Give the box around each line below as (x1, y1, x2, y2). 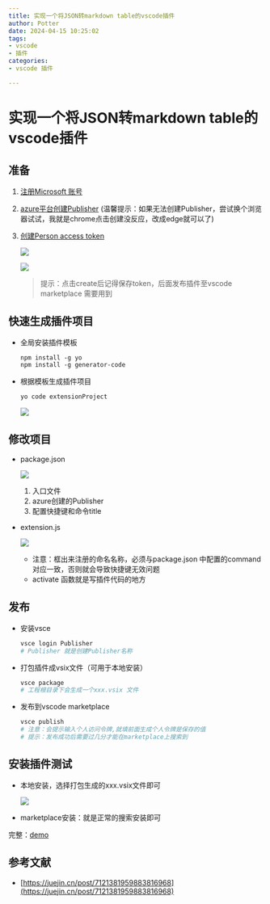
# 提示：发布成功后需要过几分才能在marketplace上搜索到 (19, 733, 188, 742)
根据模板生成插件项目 (19, 376, 91, 386)
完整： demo (8, 830, 49, 839)
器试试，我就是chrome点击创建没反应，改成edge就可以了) (19, 213, 214, 223)
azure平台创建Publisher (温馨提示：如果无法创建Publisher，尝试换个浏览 (19, 204, 263, 213)
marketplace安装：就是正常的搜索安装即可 (19, 813, 162, 822)
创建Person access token (19, 231, 105, 241)
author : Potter (8, 19, 60, 27)
